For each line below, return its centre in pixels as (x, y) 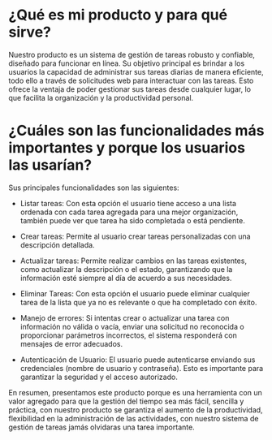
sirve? (30, 32)
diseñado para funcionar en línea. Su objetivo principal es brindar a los (127, 63)
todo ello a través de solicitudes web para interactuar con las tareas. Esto (131, 80)
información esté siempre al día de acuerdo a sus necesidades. (126, 278)
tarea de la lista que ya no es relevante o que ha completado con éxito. (138, 302)
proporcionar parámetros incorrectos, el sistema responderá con (128, 335)
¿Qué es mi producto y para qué (118, 15)
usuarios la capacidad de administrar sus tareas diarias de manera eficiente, (136, 71)
